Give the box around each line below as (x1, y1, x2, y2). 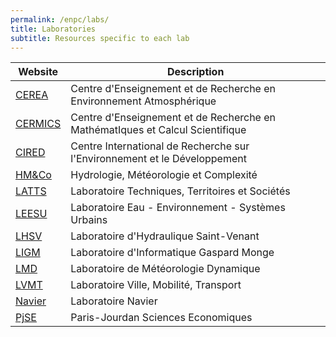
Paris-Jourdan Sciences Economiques (70, 311, 253, 325)
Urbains (70, 213, 108, 227)
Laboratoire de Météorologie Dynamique (70, 262, 261, 276)
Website (18, 65, 59, 79)
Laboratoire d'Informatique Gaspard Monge (70, 246, 275, 260)
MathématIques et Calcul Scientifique (70, 123, 247, 137)
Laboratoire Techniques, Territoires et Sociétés (70, 184, 291, 198)
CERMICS (15, 117, 62, 131)
